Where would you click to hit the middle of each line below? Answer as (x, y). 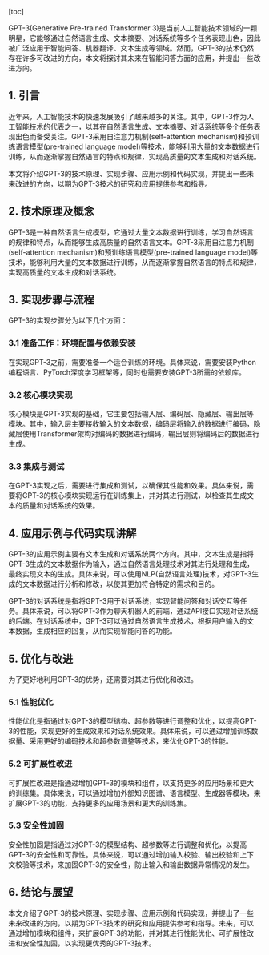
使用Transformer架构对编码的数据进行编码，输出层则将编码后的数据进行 (141, 434)
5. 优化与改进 (41, 658)
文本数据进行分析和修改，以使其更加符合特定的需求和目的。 (120, 584)
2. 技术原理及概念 (51, 211)
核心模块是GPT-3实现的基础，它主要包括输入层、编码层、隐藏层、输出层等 (131, 414)
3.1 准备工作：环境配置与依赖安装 (72, 343)
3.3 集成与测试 (36, 466)
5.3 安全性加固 (36, 825)
